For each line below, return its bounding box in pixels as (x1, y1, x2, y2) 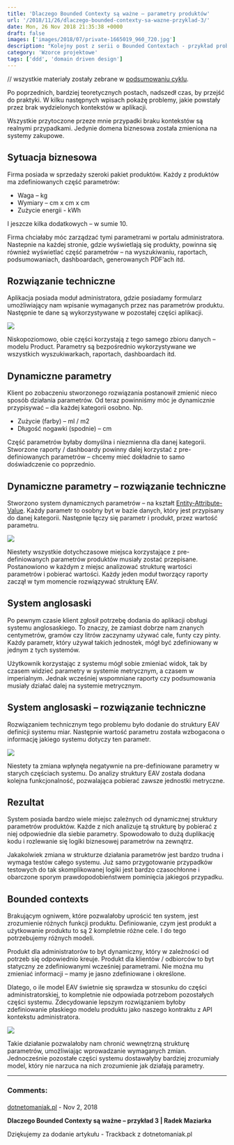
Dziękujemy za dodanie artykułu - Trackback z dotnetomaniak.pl (7, 1130, 193, 1138)
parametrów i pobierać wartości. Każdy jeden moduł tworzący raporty (7, 570, 208, 578)
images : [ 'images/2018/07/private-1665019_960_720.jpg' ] (7, 36, 176, 43)
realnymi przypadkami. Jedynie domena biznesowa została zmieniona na (7, 123, 217, 132)
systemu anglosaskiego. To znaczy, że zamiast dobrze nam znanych (7, 623, 204, 632)
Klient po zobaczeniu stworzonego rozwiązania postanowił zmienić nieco (7, 388, 217, 397)
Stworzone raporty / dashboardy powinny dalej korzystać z (7, 446, 178, 454)
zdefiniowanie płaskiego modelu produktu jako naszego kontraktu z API (7, 1006, 212, 1014)
